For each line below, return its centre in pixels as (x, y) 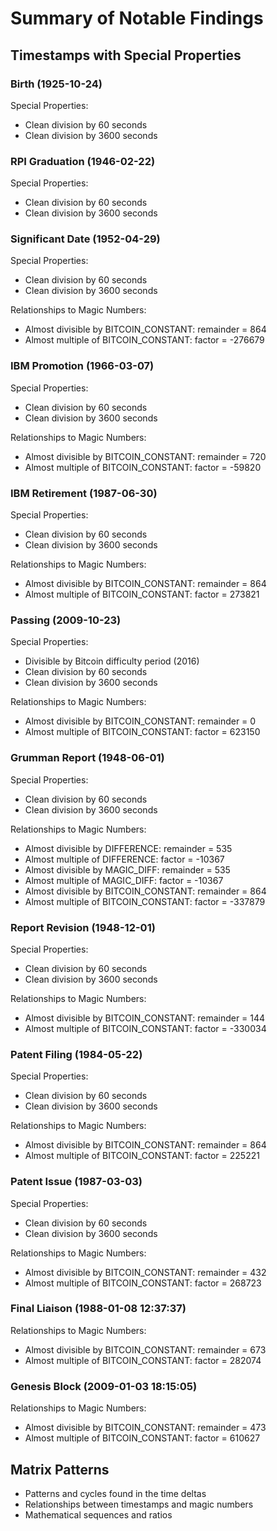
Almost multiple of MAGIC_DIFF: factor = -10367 (124, 880)
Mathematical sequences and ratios (98, 1514)
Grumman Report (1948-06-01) (87, 758)
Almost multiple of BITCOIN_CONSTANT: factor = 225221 (142, 1156)
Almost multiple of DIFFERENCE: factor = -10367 (124, 859)
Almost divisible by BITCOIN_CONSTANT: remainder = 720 (145, 456)
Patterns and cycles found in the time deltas (115, 1493)
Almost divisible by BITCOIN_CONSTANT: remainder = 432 (145, 1272)
